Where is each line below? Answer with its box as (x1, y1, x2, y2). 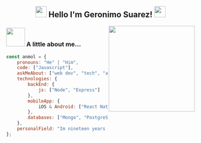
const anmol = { (6, 54, 47, 60)
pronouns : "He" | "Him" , (17, 59, 79, 66)
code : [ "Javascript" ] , (17, 65, 74, 71)
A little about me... (26, 40, 81, 48)
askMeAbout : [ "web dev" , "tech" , (17, 70, 100, 76)
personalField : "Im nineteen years (17, 126, 106, 132)
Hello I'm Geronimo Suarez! (48, 10, 153, 20)
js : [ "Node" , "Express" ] (38, 87, 100, 93)
